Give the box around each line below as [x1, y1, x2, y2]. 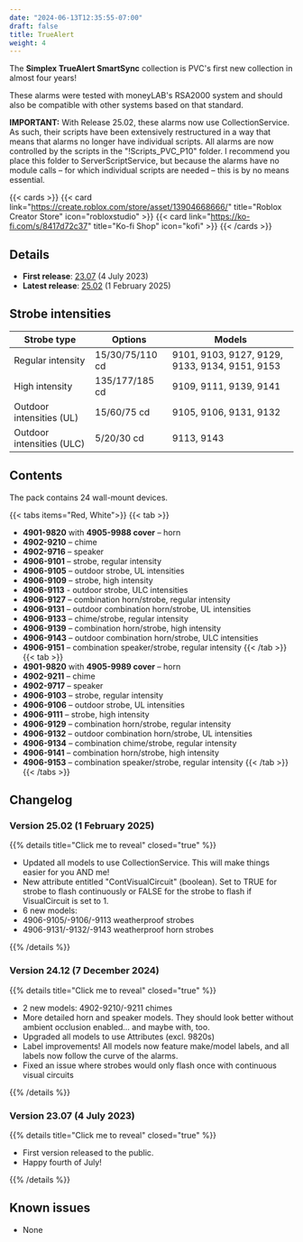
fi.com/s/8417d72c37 [9, 221, 88, 232]
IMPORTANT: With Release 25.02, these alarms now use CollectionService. [9, 117, 290, 128]
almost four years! [9, 73, 77, 84]
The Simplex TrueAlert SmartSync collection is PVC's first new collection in [9, 63, 293, 74]
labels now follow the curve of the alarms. [22, 1050, 179, 1061]
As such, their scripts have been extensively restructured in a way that [9, 127, 271, 138]
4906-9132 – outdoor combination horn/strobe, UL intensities [22, 727, 253, 739]
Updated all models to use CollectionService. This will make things [22, 857, 271, 868]
